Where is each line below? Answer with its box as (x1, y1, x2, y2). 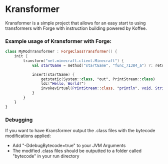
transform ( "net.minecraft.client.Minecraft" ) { (23, 58, 124, 63)
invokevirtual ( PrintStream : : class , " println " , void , (40, 86, 153, 91)
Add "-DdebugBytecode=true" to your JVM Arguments (12, 143, 126, 149)
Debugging (5, 116, 33, 123)
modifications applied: (5, 133, 51, 139)
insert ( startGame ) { (31, 72, 75, 77)
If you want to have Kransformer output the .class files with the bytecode (5, 128, 155, 134)
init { (14, 54, 28, 59)
